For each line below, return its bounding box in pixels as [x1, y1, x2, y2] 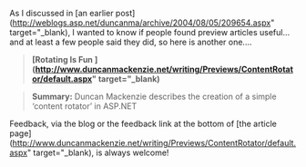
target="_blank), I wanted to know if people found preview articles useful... [9, 27, 291, 37]
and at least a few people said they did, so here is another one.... [9, 36, 252, 47]
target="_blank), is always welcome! [33, 147, 169, 158]
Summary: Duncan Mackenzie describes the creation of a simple [31, 91, 277, 102]
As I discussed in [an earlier [9, 8, 114, 18]
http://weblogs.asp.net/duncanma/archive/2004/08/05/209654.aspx [12, 17, 271, 28]
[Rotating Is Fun [31, 54, 94, 64]
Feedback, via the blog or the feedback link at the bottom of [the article [9, 118, 278, 129]
